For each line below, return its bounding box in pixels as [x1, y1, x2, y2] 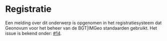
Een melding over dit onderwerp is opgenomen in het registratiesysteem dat [5, 20, 162, 26]
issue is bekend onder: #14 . [5, 30, 62, 36]
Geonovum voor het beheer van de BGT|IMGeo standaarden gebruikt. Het [5, 25, 157, 31]
